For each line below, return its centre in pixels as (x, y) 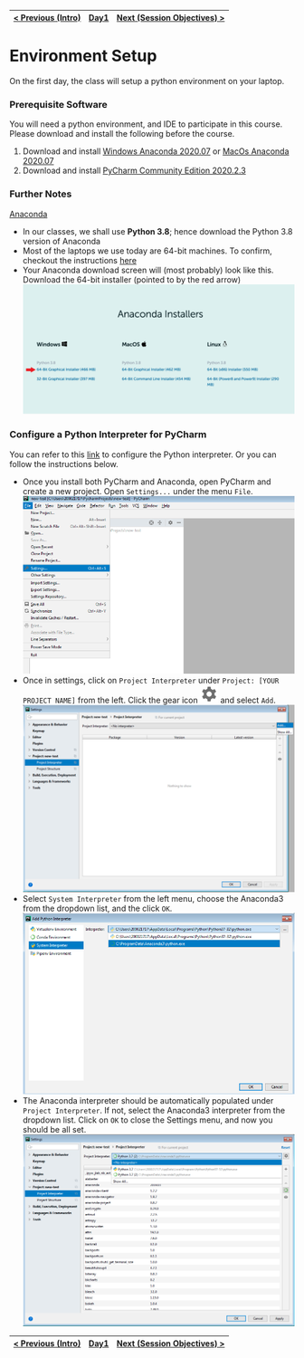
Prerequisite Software (58, 104)
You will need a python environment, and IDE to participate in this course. (146, 124)
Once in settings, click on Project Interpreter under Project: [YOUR (151, 681)
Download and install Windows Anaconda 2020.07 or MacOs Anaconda (156, 151)
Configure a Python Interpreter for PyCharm (108, 435)
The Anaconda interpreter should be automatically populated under (148, 1100)
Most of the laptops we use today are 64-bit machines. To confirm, (147, 251)
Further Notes (41, 194)
